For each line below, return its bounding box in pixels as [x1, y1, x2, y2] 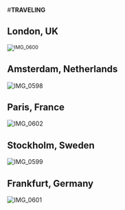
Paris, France [7, 102, 65, 113]
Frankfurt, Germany [7, 178, 94, 189]
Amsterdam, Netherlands [7, 63, 118, 75]
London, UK [7, 25, 58, 37]
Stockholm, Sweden [7, 139, 95, 151]
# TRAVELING [7, 6, 46, 14]
